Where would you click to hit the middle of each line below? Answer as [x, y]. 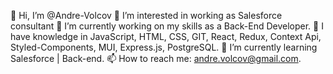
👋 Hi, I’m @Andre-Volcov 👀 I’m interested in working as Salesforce [146, 15]
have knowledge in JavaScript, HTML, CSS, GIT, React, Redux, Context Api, [166, 36]
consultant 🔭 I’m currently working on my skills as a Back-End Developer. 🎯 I [167, 26]
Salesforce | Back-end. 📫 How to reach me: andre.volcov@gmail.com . [156, 58]
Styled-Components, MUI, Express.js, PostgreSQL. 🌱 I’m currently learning [164, 47]
